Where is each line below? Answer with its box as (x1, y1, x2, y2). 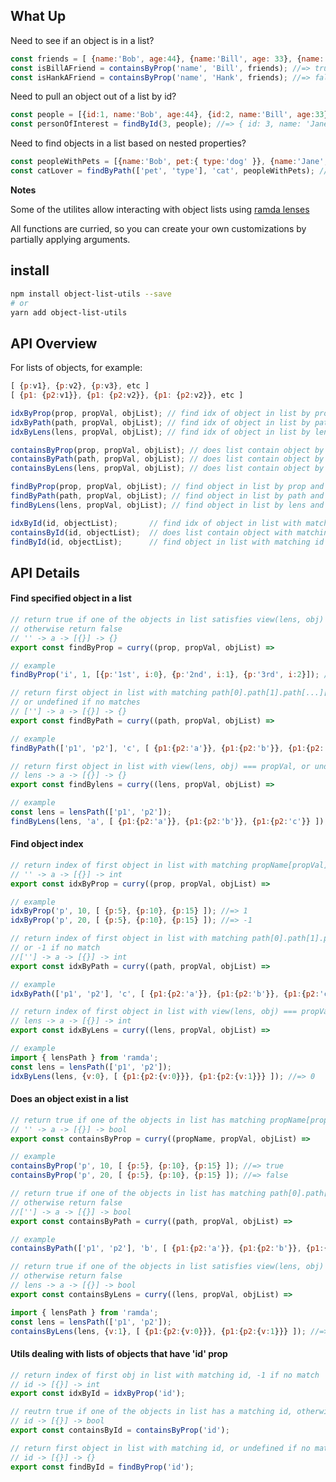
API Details (10, 564, 80, 581)
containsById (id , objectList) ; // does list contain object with (10, 527, 293, 538)
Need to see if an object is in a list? (10, 34, 155, 46)
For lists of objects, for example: (10, 362, 143, 374)
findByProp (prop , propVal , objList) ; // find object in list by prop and (10, 482, 325, 492)
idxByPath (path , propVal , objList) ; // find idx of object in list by (10, 417, 311, 428)
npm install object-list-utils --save (10, 289, 172, 299)
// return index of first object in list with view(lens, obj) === (10, 1007, 298, 1017)
